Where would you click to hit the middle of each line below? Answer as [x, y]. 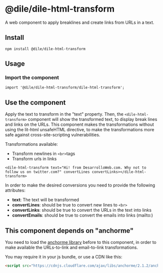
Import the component [32, 78]
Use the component [35, 102]
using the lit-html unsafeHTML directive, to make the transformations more [80, 130]
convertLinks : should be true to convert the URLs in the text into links [82, 210]
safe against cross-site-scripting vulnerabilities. [53, 135]
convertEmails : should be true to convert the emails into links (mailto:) [82, 215]
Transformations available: [32, 144]
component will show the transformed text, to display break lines [93, 119]
